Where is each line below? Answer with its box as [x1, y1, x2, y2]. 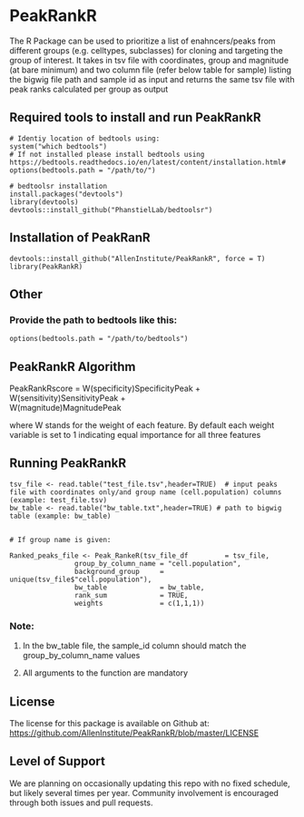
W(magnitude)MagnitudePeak [9, 403, 122, 413]
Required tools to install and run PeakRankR [9, 110, 261, 125]
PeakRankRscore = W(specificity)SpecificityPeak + [9, 383, 201, 394]
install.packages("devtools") [9, 190, 124, 199]
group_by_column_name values [22, 650, 141, 661]
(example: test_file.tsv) [9, 495, 107, 504]
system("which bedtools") [9, 141, 107, 151]
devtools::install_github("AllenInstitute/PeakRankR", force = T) [9, 254, 266, 263]
